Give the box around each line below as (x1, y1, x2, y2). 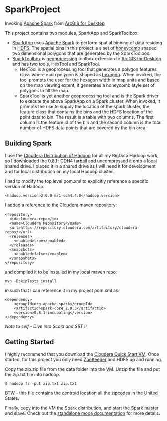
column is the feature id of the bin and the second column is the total (19, 119, 162, 125)
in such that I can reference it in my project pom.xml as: (5, 287, 120, 293)
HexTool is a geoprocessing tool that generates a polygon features (19, 66, 157, 72)
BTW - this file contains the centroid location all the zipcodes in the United (5, 390, 158, 396)
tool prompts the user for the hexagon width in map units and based (19, 77, 160, 83)
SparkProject (5, 4, 61, 15)
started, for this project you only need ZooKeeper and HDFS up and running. (5, 356, 162, 362)
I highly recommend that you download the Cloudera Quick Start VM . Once (5, 351, 159, 357)
